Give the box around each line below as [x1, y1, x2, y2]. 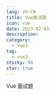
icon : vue [6, 20, 31, 26]
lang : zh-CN [6, 8, 36, 15]
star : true [6, 65, 33, 71]
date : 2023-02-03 [6, 25, 50, 32]
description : [6, 31, 39, 38]
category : [6, 37, 31, 43]
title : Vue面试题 [6, 15, 47, 21]
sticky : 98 [6, 59, 33, 65]
